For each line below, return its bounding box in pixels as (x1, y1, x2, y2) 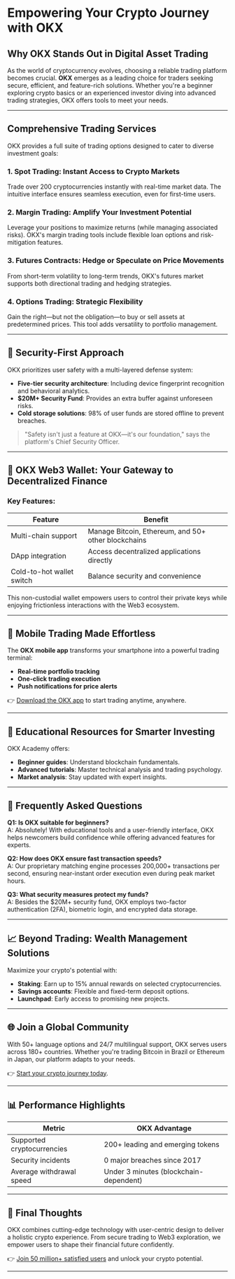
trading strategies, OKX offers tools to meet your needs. (7, 96, 169, 104)
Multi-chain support (10, 531, 78, 541)
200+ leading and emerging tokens (104, 1139, 220, 1149)
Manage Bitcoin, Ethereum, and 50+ (87, 526, 206, 536)
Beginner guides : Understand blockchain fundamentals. (17, 758, 180, 766)
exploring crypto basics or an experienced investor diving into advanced (7, 89, 216, 97)
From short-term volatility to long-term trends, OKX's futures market (7, 271, 204, 280)
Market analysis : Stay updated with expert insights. (17, 773, 167, 781)
